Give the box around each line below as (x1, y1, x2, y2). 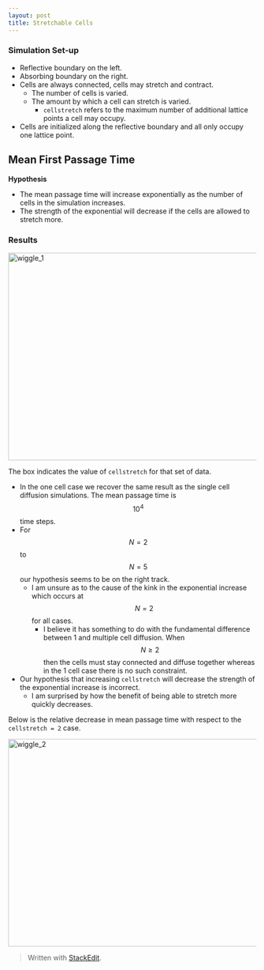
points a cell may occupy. (43, 113, 126, 123)
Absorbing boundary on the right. (19, 71, 128, 81)
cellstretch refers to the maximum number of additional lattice (43, 104, 248, 115)
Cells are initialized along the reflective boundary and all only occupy (19, 122, 244, 131)
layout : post (8, 11, 51, 20)
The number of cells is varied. (31, 88, 128, 97)
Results (8, 234, 38, 245)
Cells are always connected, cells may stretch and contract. (19, 80, 214, 89)
